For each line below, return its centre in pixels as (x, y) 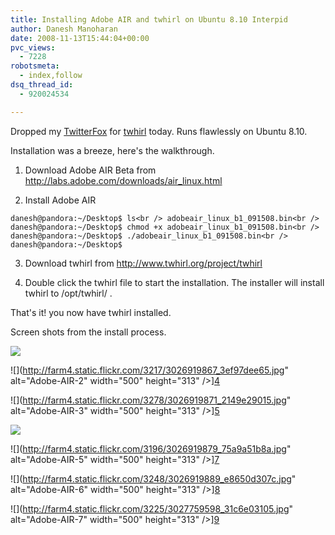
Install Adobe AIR (60, 200)
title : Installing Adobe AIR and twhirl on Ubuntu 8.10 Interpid (149, 19)
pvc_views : (33, 47)
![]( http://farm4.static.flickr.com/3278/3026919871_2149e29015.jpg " (151, 400)
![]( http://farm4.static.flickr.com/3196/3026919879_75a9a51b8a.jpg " (151, 448)
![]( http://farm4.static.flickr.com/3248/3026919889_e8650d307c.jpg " (153, 478)
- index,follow (51, 76)
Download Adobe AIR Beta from (90, 170)
